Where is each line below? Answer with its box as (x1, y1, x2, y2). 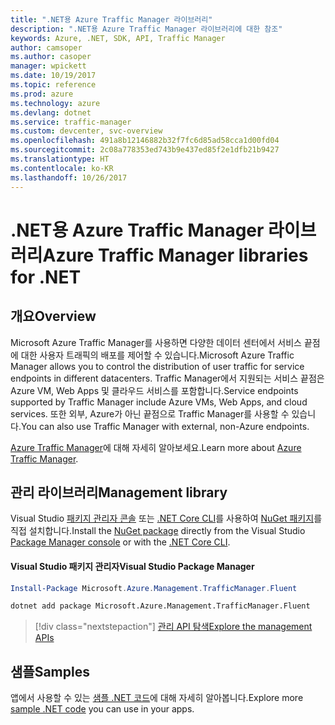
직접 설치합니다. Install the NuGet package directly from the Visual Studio (10, 525, 306, 537)
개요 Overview (10, 308, 97, 325)
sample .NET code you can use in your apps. (10, 703, 195, 715)
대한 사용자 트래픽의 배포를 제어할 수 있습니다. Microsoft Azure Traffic (20, 349, 295, 361)
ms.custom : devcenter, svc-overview (10, 126, 163, 136)
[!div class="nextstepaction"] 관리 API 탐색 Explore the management (34, 621, 313, 633)
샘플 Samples (10, 663, 90, 680)
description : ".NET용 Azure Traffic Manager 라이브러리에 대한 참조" (10, 24, 283, 34)
